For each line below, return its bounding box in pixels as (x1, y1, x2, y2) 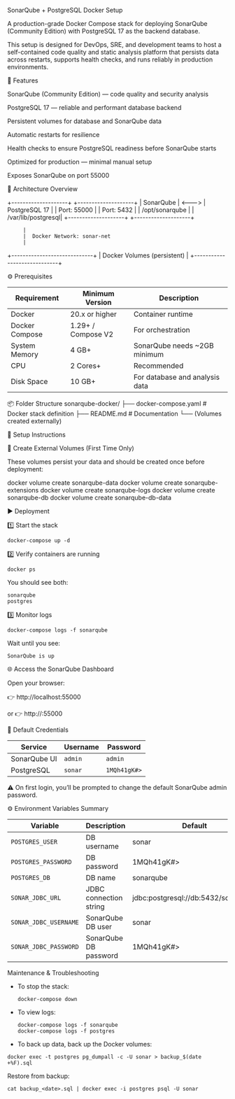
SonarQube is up (7, 653, 55, 660)
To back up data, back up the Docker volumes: (17, 1040, 152, 1048)
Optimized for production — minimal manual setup (7, 157, 152, 166)
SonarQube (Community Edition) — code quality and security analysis (7, 90, 208, 98)
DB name (85, 873, 116, 882)
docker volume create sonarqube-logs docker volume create (40, 486, 215, 494)
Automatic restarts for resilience (7, 131, 100, 139)
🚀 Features (7, 76, 38, 85)
